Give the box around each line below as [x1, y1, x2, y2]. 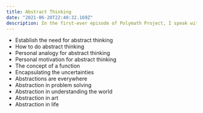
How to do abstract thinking [14, 43, 85, 50]
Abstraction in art [14, 94, 59, 102]
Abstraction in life [14, 101, 59, 108]
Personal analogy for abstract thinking [14, 50, 111, 57]
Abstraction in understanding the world [14, 88, 113, 95]
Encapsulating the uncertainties [14, 69, 94, 76]
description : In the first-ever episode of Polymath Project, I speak [6, 20, 188, 26]
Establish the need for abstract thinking [14, 37, 114, 44]
